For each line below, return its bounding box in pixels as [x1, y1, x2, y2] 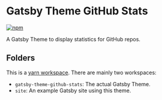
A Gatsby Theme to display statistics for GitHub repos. [6, 35, 141, 43]
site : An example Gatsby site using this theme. [14, 87, 131, 94]
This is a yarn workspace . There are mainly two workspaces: [6, 69, 157, 76]
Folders [6, 53, 35, 63]
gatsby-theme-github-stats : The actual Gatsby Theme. [14, 80, 151, 87]
